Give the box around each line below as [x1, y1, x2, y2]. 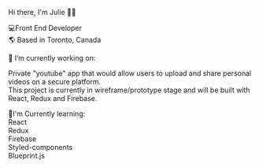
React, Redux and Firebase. [8, 94, 98, 103]
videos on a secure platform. [8, 77, 102, 86]
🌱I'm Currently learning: [8, 109, 86, 118]
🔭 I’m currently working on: [8, 54, 96, 62]
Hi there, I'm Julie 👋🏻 [8, 8, 76, 17]
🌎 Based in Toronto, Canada [8, 35, 102, 44]
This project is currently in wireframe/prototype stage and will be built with [8, 85, 250, 95]
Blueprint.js [8, 151, 46, 160]
